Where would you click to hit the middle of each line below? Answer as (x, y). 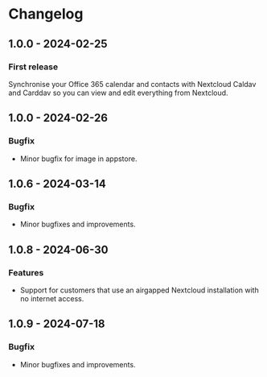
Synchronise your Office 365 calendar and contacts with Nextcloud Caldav (132, 84)
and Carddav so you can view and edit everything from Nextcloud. (118, 93)
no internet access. (52, 298)
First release (33, 67)
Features (26, 272)
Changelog (46, 14)
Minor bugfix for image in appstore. (78, 159)
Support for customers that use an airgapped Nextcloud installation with (139, 290)
